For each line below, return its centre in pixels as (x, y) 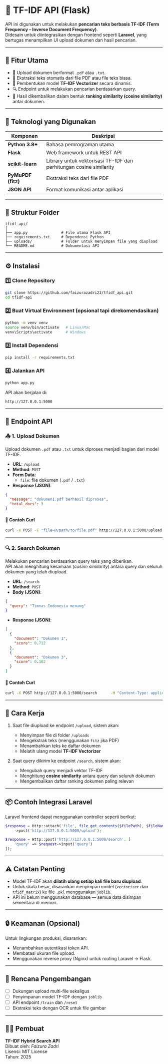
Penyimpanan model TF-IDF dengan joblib (57, 996)
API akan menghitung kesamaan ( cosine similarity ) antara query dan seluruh (84, 566)
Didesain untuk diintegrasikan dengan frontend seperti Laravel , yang (76, 35)
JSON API (19, 189)
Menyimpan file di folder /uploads (54, 735)
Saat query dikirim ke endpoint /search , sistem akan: (66, 761)
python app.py (20, 383)
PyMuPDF (20, 175)
